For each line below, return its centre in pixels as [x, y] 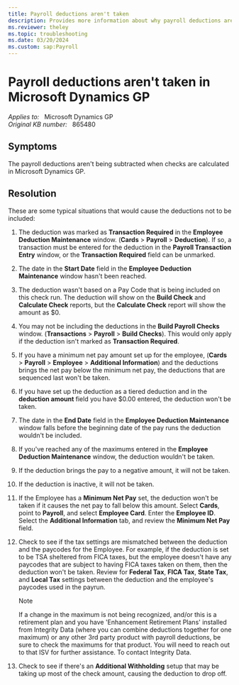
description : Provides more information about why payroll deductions [115, 21]
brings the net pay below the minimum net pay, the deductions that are [122, 370]
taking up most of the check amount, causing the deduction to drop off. [123, 673]
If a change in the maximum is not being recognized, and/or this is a [117, 614]
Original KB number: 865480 [52, 124]
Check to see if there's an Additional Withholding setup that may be [118, 666]
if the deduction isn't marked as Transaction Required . [99, 341]
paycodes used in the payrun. [62, 587]
